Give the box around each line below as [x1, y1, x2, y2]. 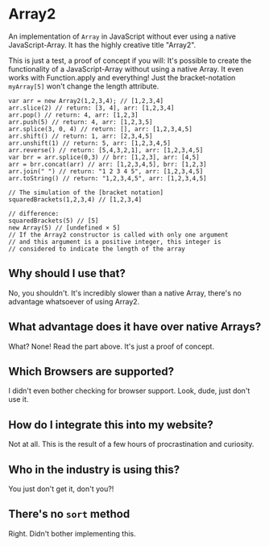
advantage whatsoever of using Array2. [8, 296, 140, 306]
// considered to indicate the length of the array [8, 245, 185, 253]
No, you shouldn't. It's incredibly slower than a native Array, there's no [8, 287, 242, 298]
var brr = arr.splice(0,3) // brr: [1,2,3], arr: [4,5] [8, 153, 200, 161]
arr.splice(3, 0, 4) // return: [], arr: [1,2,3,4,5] [8, 125, 193, 133]
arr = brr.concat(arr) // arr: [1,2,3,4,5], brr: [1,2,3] [8, 160, 207, 168]
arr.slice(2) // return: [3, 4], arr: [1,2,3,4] [8, 104, 175, 112]
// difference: [8, 209, 60, 217]
